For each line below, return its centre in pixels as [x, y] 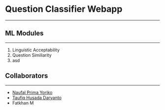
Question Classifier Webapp [64, 9]
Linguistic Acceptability [36, 50]
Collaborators [27, 76]
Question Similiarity [32, 55]
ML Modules [25, 33]
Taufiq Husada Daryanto [37, 98]
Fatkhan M [23, 103]
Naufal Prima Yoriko [32, 92]
